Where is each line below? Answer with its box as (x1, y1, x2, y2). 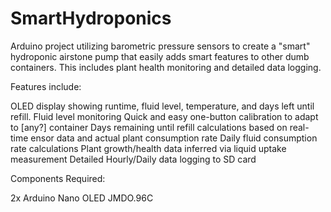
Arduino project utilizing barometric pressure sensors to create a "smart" (10, 40, 311, 52)
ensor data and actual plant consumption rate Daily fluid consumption (30, 132, 318, 144)
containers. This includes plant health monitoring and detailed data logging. (10, 61, 322, 73)
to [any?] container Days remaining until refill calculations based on (10, 121, 288, 133)
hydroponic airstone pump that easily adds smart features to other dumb (10, 50, 310, 62)
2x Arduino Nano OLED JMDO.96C (10, 192, 154, 204)
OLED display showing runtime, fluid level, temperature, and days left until (10, 100, 315, 112)
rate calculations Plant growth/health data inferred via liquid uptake (10, 142, 287, 154)
